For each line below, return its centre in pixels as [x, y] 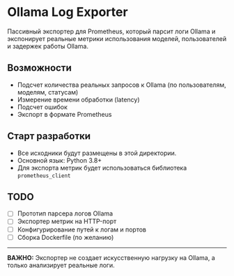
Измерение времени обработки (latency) [79, 99]
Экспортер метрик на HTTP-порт [67, 221]
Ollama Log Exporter [68, 12]
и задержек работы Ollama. [48, 46]
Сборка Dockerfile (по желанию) [65, 237]
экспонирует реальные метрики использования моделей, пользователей [117, 38]
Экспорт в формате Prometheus [64, 114]
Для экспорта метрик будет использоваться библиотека [102, 168]
